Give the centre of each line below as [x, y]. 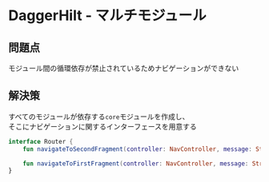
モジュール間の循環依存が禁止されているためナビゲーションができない [124, 68]
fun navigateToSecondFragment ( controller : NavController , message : [137, 149]
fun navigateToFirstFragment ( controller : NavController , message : [136, 164]
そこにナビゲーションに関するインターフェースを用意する [103, 126]
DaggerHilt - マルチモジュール [107, 16]
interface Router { [41, 141]
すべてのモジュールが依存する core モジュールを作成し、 [99, 117]
